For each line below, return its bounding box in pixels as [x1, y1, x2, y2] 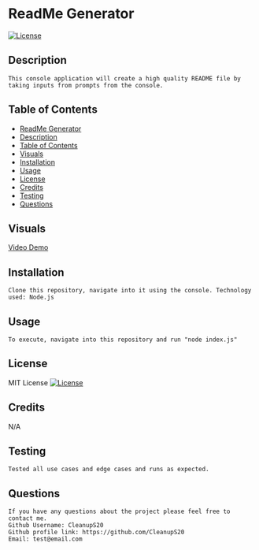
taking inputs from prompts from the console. [8, 81, 164, 89]
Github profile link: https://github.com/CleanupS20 [8, 529, 185, 537]
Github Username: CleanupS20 [8, 522, 104, 530]
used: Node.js [8, 293, 55, 302]
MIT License [8, 377, 49, 387]
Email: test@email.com [8, 535, 83, 544]
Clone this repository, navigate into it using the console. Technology [8, 287, 252, 295]
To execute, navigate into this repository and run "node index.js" [8, 336, 238, 344]
